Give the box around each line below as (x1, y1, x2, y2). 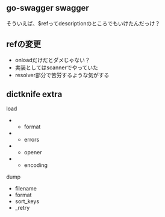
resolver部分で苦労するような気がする (14, 71, 110, 78)
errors (23, 136, 40, 143)
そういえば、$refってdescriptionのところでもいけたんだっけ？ (6, 19, 161, 27)
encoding (23, 162, 48, 169)
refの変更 (6, 39, 41, 49)
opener (23, 149, 42, 156)
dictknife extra (6, 89, 63, 99)
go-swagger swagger (6, 3, 89, 13)
